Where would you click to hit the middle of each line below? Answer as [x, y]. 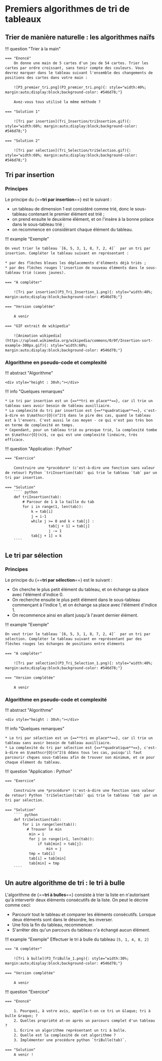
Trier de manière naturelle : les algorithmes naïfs [80, 37]
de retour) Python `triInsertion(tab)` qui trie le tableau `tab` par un [81, 473]
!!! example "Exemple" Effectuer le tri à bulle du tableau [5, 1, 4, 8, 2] [77, 939]
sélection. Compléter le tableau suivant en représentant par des [73, 639]
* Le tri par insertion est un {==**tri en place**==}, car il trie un [79, 401]
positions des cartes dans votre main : [47, 78]
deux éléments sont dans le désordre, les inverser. [62, 919]
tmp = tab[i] [42, 853]
